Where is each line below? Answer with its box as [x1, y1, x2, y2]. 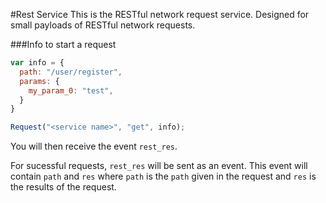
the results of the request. [10, 181, 117, 193]
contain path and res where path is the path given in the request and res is [10, 170, 317, 183]
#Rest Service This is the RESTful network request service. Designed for [10, 9, 310, 20]
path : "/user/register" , [19, 67, 123, 77]
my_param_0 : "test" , [28, 85, 114, 96]
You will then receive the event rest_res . [10, 140, 178, 153]
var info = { [10, 58, 65, 68]
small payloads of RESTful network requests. [10, 19, 196, 31]
